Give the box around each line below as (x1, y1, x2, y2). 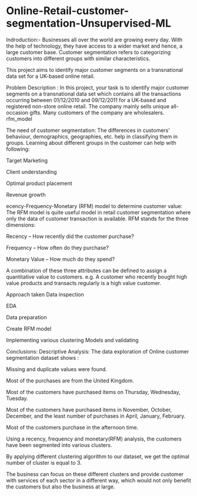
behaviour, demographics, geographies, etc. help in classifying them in (6, 133, 178, 140)
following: (6, 146, 30, 153)
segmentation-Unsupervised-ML (6, 16, 172, 30)
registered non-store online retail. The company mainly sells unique (6, 102, 170, 110)
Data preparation (6, 313, 47, 320)
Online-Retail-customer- (6, 4, 129, 18)
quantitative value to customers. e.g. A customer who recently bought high (6, 273, 188, 280)
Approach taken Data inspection (6, 290, 84, 298)
